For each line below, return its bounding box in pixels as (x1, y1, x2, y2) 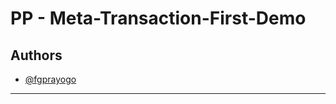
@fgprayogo (24, 73, 77, 85)
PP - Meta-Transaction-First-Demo (10, 7, 307, 30)
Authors (10, 47, 63, 64)
